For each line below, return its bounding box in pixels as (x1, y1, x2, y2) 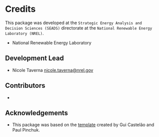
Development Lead (5, 54, 64, 63)
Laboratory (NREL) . (5, 30, 44, 36)
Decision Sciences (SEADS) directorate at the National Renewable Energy (5, 25, 152, 31)
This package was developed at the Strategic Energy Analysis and (5, 20, 142, 26)
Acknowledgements (5, 108, 68, 117)
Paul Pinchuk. (12, 127, 40, 133)
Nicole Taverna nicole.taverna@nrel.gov (12, 67, 93, 73)
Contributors (5, 81, 46, 90)
